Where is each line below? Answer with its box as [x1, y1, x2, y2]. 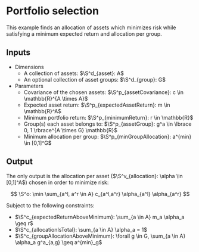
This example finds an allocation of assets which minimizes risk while [6, 24, 177, 31]
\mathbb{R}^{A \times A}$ [23, 95, 88, 102]
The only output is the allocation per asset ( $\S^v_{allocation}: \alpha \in [6, 172, 183, 179]
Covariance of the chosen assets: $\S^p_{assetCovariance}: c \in [23, 88, 184, 96]
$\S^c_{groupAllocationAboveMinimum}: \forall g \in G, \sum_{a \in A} [14, 232, 186, 239]
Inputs [6, 48, 31, 58]
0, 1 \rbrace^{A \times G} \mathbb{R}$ [23, 126, 118, 133]
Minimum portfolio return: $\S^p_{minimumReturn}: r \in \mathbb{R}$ [23, 114, 194, 121]
